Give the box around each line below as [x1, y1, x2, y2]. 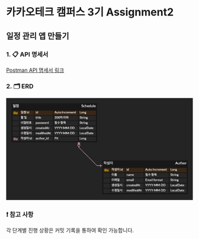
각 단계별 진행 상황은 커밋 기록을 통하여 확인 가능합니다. [6, 227, 134, 234]
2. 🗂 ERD [6, 82, 34, 90]
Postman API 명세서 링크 [6, 66, 65, 74]
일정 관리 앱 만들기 [6, 31, 69, 41]
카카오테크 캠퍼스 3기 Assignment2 [6, 5, 174, 19]
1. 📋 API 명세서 [6, 50, 49, 58]
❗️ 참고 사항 [6, 211, 34, 219]
